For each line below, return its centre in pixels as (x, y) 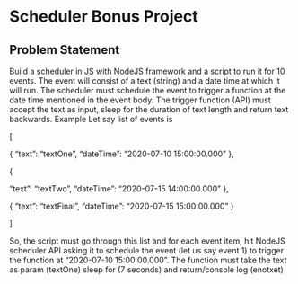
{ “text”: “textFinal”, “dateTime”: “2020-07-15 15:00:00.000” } (122, 206)
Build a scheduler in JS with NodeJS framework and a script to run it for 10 (147, 71)
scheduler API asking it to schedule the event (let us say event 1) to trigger (147, 250)
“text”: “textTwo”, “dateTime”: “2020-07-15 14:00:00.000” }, (119, 189)
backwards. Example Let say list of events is (91, 119)
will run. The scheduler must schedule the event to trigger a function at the (148, 90)
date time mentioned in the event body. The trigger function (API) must (140, 100)
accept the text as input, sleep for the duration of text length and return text (149, 109)
